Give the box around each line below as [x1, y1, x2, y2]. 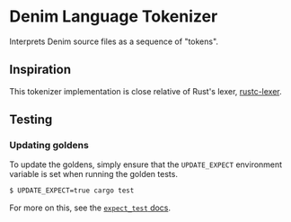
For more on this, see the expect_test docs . [9, 202, 172, 213]
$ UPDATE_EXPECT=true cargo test [9, 186, 135, 195]
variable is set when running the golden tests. [9, 169, 178, 180]
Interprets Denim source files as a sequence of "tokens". [9, 36, 218, 47]
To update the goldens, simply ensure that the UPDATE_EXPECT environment [9, 159, 283, 170]
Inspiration [9, 62, 72, 77]
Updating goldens [9, 139, 90, 152]
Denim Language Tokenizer [9, 6, 218, 27]
